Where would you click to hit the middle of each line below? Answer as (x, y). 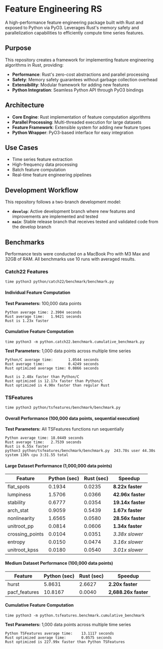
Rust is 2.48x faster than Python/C (42, 377)
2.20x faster (123, 584)
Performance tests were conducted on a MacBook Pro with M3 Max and (77, 254)
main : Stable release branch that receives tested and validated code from (85, 222)
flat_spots (19, 487)
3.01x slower (128, 550)
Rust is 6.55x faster (27, 447)
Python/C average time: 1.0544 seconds (52, 360)
